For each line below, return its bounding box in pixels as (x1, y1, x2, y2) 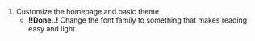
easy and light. (27, 24, 77, 33)
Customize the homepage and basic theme (15, 7, 160, 16)
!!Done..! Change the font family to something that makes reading (27, 15, 248, 25)
